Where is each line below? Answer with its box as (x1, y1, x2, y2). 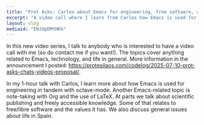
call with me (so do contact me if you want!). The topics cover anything (6, 49, 185, 56)
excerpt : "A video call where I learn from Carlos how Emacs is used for (6, 15, 197, 21)
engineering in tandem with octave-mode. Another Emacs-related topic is (6, 86, 190, 94)
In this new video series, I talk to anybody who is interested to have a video (6, 42, 194, 50)
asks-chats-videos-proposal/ (6, 68, 80, 76)
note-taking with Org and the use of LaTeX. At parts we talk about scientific (6, 93, 194, 100)
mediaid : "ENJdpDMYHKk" (6, 25, 67, 32)
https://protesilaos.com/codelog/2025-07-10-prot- (68, 62, 195, 69)
